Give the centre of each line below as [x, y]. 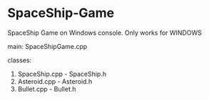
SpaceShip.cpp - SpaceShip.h [62, 74]
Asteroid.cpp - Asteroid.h [55, 81]
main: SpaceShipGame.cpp [47, 46]
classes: [20, 60]
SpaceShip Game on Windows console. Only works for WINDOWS [104, 33]
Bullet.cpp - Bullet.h [47, 89]
